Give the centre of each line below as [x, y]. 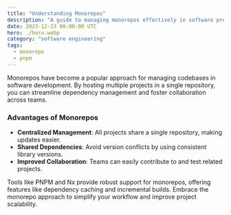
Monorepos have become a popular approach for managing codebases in [111, 78]
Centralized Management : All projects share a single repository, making [119, 133]
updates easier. [39, 140]
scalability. [22, 204]
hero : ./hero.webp [33, 33]
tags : [15, 45]
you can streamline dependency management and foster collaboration [107, 92]
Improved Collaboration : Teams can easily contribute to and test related [120, 161]
